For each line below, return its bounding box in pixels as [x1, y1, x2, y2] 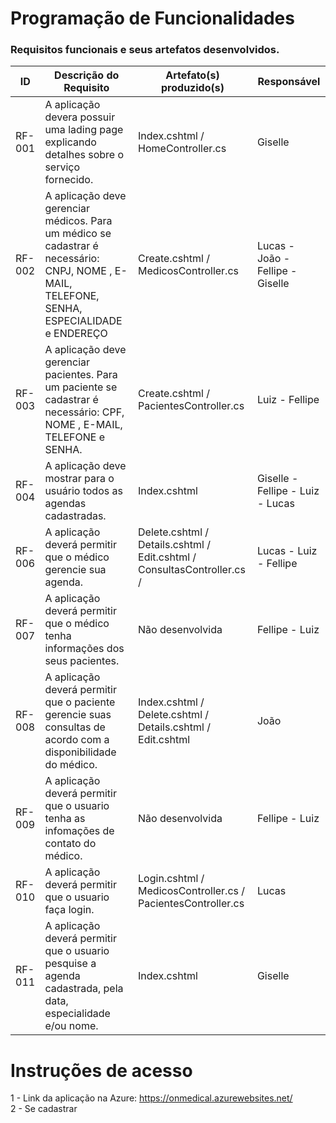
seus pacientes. [44, 654, 120, 668]
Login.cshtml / [138, 872, 205, 886]
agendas [44, 497, 87, 511]
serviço [44, 160, 81, 174]
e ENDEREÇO [44, 327, 108, 341]
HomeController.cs [138, 142, 227, 156]
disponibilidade [44, 745, 117, 759]
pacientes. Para [44, 368, 118, 382]
